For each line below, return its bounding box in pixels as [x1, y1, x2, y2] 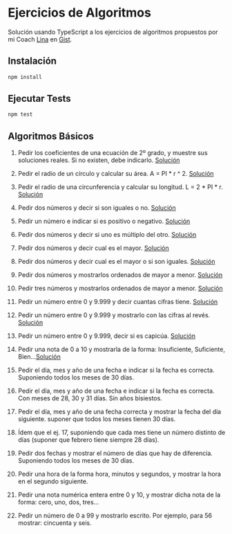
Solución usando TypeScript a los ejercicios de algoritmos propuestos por [8, 28, 218, 36]
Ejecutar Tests [8, 93, 71, 105]
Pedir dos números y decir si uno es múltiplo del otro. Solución [17, 231, 197, 239]
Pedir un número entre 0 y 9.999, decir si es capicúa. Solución [17, 332, 196, 340]
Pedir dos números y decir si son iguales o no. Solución [17, 204, 176, 212]
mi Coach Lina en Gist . [8, 35, 72, 43]
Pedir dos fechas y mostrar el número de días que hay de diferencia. [17, 449, 213, 458]
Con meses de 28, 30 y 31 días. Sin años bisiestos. [17, 394, 163, 402]
